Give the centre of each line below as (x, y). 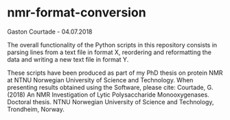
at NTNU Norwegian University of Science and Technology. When (100, 80)
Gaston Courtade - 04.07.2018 (50, 32)
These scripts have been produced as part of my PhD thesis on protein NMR (115, 73)
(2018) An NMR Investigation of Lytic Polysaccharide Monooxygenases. (108, 95)
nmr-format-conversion (77, 13)
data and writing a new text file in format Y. (68, 59)
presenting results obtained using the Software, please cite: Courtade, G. (111, 87)
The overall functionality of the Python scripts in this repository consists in (112, 45)
